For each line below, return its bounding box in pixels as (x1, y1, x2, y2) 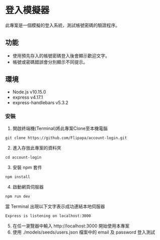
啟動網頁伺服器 (12, 184, 44, 190)
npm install (5, 174, 30, 179)
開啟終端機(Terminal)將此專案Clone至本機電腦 (12, 125, 108, 131)
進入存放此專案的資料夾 (12, 144, 61, 151)
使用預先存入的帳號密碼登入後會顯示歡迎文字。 (12, 52, 110, 58)
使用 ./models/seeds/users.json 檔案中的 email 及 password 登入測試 (12, 229, 155, 235)
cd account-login (5, 154, 42, 160)
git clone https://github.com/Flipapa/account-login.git (5, 135, 127, 140)
